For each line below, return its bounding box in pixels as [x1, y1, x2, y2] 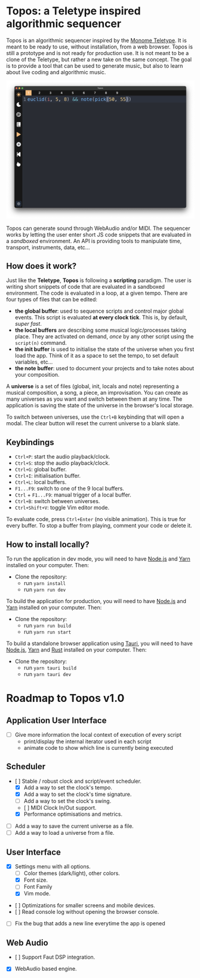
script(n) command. [14, 340, 67, 347]
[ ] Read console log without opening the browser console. [14, 909, 159, 916]
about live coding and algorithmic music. [6, 68, 106, 75]
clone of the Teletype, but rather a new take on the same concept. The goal [6, 56, 192, 63]
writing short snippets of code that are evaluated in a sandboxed [6, 283, 165, 290]
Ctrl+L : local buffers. [14, 479, 67, 486]
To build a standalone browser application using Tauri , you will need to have [6, 640, 193, 647]
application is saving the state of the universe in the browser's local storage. [6, 402, 194, 409]
